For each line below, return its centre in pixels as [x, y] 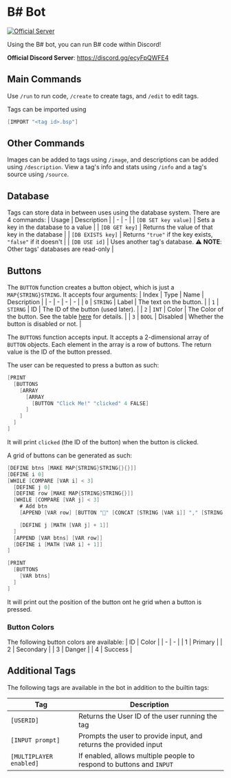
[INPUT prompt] [35, 740]
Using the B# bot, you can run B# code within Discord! [84, 44]
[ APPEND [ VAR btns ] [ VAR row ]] [58, 538]
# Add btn [34, 506]
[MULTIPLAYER [32, 756]
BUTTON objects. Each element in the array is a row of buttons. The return [109, 345]
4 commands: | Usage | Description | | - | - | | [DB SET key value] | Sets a [111, 220]
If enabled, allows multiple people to [136, 755]
